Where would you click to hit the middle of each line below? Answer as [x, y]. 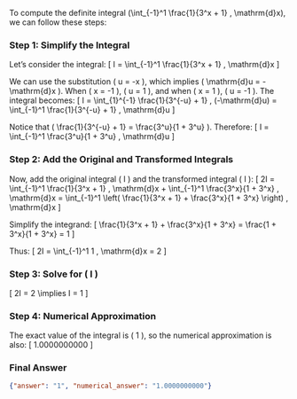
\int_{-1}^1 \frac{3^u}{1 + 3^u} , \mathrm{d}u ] [92, 137]
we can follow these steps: [58, 22]
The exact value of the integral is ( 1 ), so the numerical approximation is [141, 335]
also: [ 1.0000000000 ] [51, 345]
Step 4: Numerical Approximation [83, 316]
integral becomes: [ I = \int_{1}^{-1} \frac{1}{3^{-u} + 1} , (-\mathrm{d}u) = [143, 100]
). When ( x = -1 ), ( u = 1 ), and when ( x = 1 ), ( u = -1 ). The [166, 91]
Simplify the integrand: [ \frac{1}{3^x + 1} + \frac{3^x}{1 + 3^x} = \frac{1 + [143, 224]
